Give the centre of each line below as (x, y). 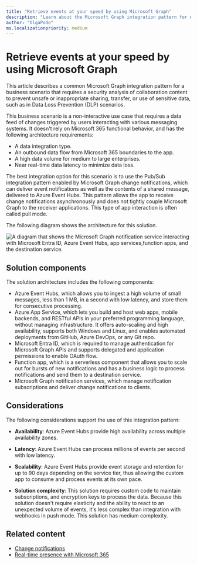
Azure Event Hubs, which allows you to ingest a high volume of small (98, 293)
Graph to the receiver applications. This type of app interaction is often (92, 208)
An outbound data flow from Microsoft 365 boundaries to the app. (94, 152)
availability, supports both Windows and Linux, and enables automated (100, 331)
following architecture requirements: (50, 135)
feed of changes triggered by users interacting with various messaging (92, 122)
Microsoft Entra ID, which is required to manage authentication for (94, 343)
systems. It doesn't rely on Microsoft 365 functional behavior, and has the (95, 129)
